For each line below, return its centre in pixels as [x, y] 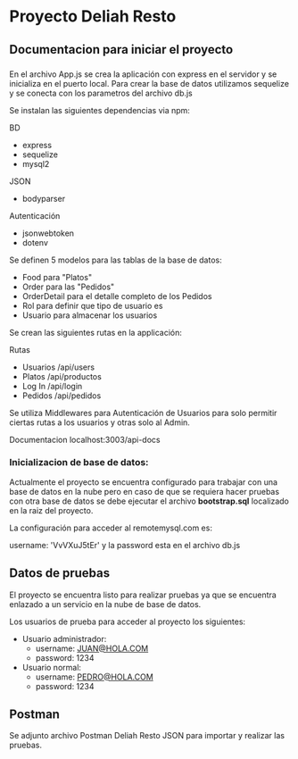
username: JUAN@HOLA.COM [92, 648]
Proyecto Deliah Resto [93, 17]
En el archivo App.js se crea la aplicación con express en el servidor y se [143, 74]
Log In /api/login [52, 386]
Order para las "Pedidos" [68, 287]
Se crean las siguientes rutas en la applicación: [96, 332]
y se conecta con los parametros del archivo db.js [101, 93]
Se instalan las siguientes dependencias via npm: [99, 110]
